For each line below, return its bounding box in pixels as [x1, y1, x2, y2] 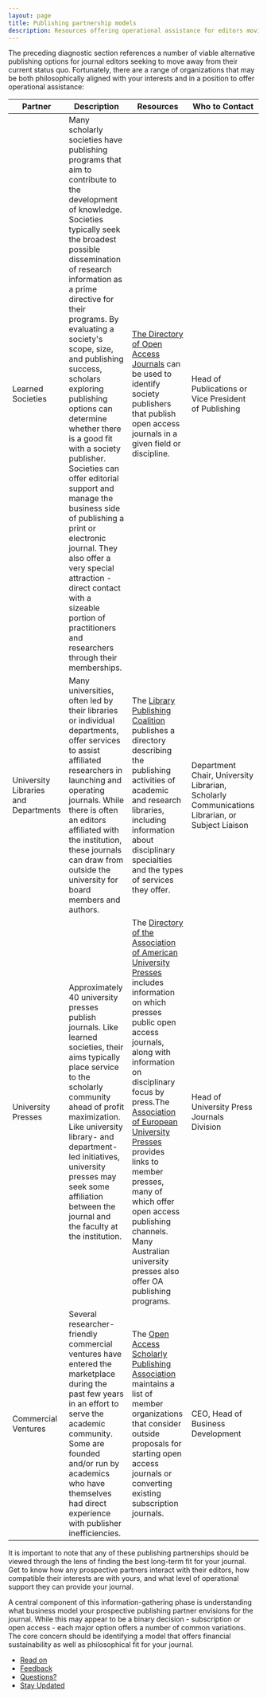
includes [132, 977, 164, 988]
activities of [132, 774, 176, 786]
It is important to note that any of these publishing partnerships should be [8, 1548, 249, 1558]
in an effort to [68, 1398, 119, 1410]
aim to [68, 164, 92, 175]
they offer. [132, 884, 171, 896]
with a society [68, 443, 121, 454]
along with [132, 1047, 171, 1058]
